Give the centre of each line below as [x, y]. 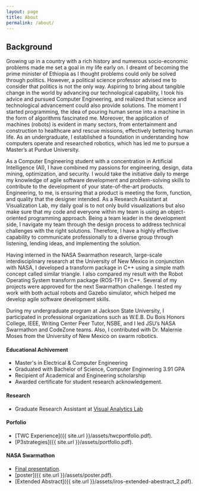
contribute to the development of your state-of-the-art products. [85, 187]
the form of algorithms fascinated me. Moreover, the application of [88, 118]
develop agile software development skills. [59, 299]
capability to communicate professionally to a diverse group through [90, 237]
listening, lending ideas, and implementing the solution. [74, 243]
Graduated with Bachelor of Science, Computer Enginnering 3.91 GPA [100, 369]
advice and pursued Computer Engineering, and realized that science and [97, 99]
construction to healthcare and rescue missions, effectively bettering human [99, 131]
